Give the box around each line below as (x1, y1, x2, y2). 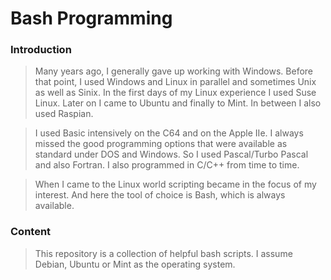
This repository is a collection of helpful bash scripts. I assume (34, 247, 293, 259)
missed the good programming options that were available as (34, 138, 288, 150)
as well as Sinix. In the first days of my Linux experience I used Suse (34, 87, 317, 99)
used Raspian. (34, 108, 94, 120)
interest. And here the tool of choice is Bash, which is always (34, 189, 286, 201)
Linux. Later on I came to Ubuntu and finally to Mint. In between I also (34, 97, 322, 109)
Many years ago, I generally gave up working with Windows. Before (34, 65, 314, 77)
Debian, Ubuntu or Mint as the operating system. (34, 258, 236, 270)
